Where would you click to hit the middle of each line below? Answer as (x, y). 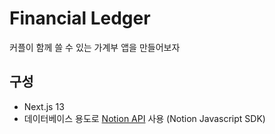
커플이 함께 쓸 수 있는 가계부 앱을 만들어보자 (95, 47)
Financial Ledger (80, 18)
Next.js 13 (44, 106)
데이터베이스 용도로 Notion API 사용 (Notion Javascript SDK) (144, 118)
